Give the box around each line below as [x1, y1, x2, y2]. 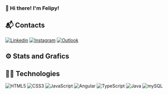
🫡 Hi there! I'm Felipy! [5, 5, 60, 12]
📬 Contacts [5, 21, 45, 30]
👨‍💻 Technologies [5, 69, 60, 78]
